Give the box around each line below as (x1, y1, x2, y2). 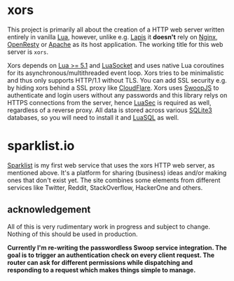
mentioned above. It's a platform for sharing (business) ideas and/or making (7, 168, 227, 177)
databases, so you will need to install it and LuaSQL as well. (7, 113, 179, 121)
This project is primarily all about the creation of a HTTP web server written (7, 25, 225, 34)
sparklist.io (7, 138, 75, 154)
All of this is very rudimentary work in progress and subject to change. (7, 222, 210, 231)
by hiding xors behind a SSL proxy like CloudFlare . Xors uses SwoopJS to (7, 83, 219, 92)
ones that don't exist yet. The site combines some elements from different (7, 176, 221, 184)
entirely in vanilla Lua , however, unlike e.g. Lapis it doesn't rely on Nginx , (7, 32, 219, 41)
